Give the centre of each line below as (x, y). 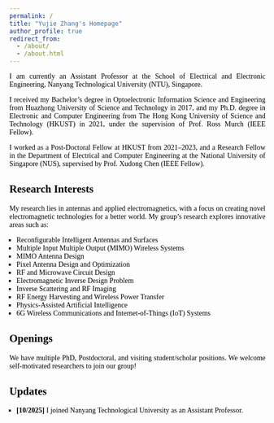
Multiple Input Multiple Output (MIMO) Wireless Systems (100, 248)
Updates (28, 392)
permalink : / (31, 16)
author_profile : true (46, 31)
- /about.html (40, 54)
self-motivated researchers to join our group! (73, 366)
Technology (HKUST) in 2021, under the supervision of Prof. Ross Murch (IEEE (138, 124)
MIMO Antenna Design (50, 256)
